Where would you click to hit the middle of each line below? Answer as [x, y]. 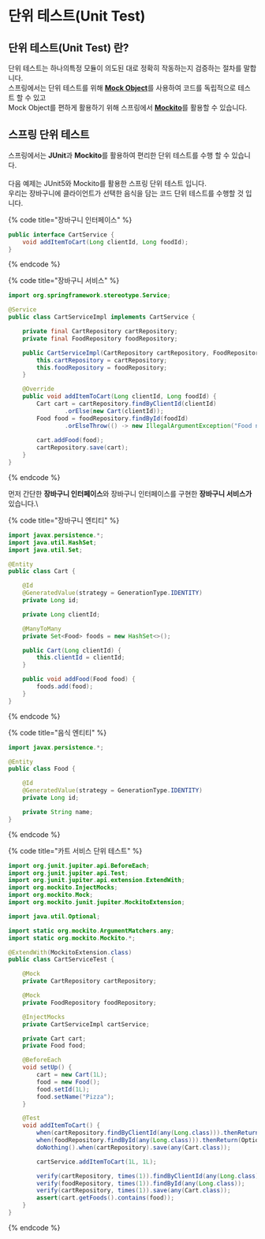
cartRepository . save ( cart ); [82, 448]
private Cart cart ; [54, 1038]
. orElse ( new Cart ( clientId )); [114, 411]
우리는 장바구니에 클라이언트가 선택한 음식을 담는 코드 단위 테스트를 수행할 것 [126, 193]
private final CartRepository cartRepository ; [100, 332]
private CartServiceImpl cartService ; [86, 1024]
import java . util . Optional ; [54, 916]
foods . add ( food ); [65, 686]
